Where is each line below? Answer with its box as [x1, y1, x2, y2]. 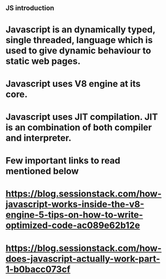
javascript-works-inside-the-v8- [5, 199, 144, 210]
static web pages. [5, 56, 81, 66]
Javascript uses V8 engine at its [5, 78, 141, 89]
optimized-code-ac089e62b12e [5, 220, 140, 231]
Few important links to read [5, 155, 120, 167]
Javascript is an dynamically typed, [5, 24, 156, 35]
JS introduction [5, 4, 55, 12]
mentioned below [5, 166, 79, 177]
